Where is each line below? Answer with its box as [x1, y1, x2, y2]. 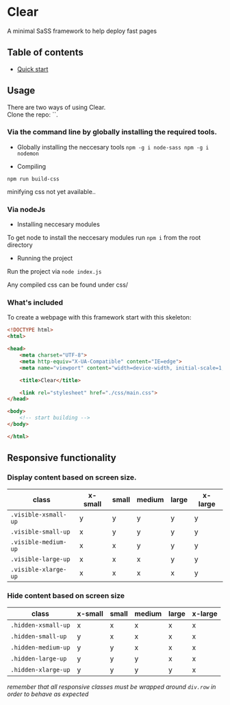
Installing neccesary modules [16, 220, 101, 228]
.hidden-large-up [10, 654, 67, 662]
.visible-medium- [10, 538, 67, 546]
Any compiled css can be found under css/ [7, 280, 129, 289]
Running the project [16, 254, 73, 263]
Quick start [16, 64, 49, 73]
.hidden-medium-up [10, 643, 71, 652]
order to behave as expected [7, 690, 89, 698]
